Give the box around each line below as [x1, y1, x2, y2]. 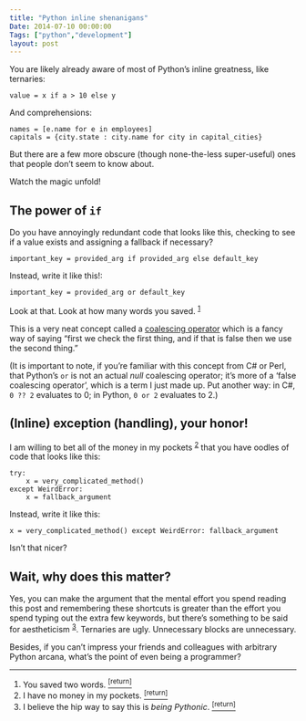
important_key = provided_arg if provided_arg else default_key [9, 255, 259, 264]
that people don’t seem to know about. [9, 159, 155, 170]
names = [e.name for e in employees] [9, 125, 153, 134]
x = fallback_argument [25, 493, 112, 502]
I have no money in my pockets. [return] [22, 688, 168, 701]
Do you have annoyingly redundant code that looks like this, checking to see [9, 227, 296, 238]
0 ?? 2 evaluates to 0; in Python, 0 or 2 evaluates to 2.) [9, 389, 219, 400]
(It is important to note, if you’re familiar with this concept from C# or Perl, [9, 360, 287, 371]
